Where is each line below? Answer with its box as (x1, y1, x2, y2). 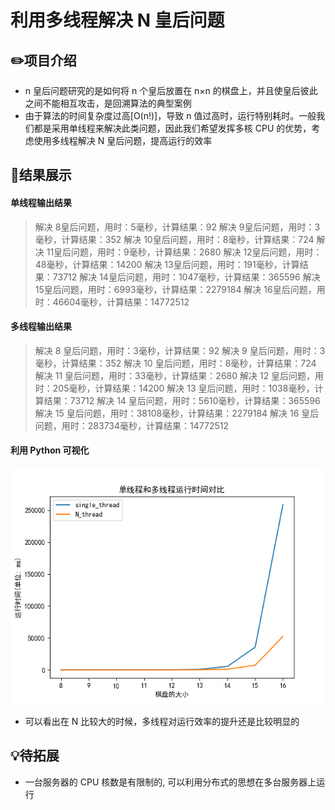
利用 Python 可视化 (10, 444, 90, 456)
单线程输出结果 (10, 196, 72, 208)
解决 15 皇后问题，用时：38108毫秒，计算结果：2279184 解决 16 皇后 (34, 407, 320, 419)
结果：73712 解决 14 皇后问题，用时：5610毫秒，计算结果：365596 (43, 394, 321, 406)
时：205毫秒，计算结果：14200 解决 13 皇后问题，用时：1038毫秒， (34, 382, 315, 394)
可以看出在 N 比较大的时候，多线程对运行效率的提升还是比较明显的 (24, 716, 300, 727)
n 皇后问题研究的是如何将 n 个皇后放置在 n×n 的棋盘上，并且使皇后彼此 (24, 85, 318, 96)
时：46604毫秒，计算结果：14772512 (34, 296, 190, 308)
